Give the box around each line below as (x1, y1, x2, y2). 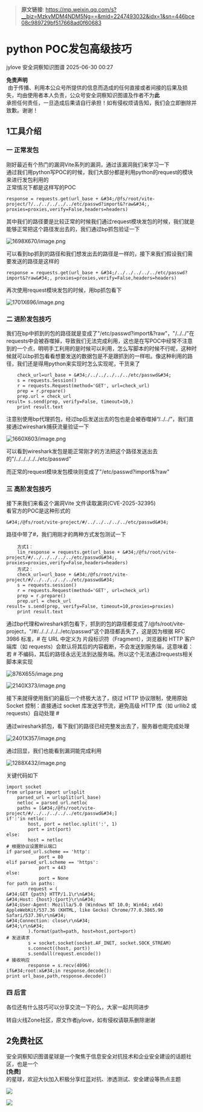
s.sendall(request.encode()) (28, 951, 101, 957)
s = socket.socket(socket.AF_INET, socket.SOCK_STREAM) (28, 940, 172, 946)
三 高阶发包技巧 (6, 485, 51, 493)
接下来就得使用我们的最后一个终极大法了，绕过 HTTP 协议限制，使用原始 (6, 695, 188, 702)
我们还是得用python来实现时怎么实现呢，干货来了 (16, 360, 140, 367)
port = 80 (38, 854, 63, 860)
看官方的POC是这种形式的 (6, 507, 71, 514)
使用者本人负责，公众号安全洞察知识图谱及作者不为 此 (27, 91, 160, 99)
